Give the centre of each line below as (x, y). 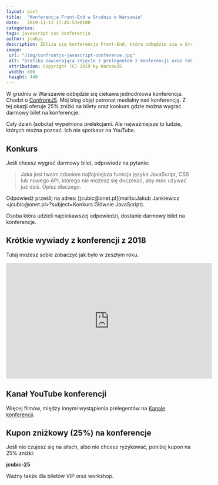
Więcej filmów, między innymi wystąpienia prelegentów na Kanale (86, 408)
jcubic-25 (18, 464)
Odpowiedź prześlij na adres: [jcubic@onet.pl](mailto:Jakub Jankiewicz (93, 198)
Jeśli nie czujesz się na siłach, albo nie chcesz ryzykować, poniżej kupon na (98, 447)
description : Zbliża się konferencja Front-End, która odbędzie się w (94, 45)
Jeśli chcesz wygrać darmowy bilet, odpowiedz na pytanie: (78, 163)
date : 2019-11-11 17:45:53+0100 (48, 22)
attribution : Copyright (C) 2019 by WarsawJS (65, 66)
